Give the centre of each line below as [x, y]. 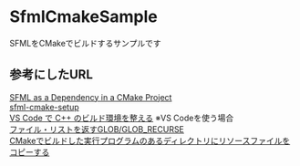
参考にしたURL [52, 75]
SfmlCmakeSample [83, 17]
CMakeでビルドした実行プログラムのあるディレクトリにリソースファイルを [150, 140]
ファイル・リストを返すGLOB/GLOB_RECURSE [97, 129]
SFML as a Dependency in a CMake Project [91, 97]
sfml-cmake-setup [44, 107]
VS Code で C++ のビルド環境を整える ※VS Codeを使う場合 [122, 118]
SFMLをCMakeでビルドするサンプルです [85, 43]
